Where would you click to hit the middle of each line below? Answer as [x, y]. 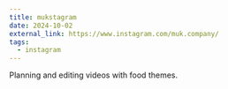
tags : [19, 42]
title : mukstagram [43, 17]
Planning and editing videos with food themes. [94, 75]
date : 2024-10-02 [41, 26]
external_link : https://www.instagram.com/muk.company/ [114, 33]
